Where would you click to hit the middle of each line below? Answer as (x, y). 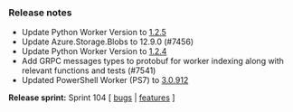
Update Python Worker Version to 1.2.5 (94, 33)
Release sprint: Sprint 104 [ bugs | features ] (92, 98)
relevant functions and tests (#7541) (89, 70)
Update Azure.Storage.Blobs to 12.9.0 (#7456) (108, 42)
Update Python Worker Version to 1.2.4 (94, 51)
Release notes (40, 13)
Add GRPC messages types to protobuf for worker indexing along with (152, 61)
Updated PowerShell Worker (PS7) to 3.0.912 (105, 80)
